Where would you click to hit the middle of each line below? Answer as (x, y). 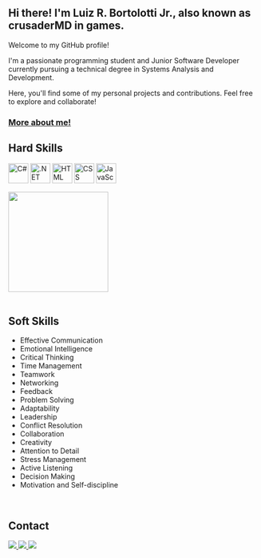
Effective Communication (61, 340)
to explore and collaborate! (53, 101)
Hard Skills (36, 149)
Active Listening (46, 468)
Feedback (36, 391)
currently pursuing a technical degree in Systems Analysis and (111, 69)
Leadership (38, 417)
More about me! (40, 122)
